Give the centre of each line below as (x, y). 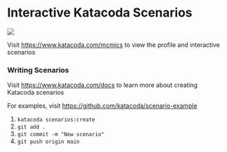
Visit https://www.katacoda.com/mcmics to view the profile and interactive (113, 45)
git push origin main (48, 142)
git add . (31, 127)
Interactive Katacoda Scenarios (100, 13)
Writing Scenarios (38, 70)
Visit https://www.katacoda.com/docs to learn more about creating (102, 85)
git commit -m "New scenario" (61, 135)
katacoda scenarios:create (56, 120)
